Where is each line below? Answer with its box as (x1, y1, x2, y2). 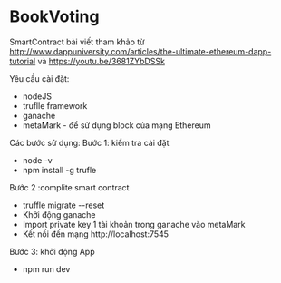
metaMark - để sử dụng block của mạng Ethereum (22, 120, 211, 131)
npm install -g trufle (22, 164, 97, 175)
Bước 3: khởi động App (9, 246, 95, 257)
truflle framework (22, 100, 88, 111)
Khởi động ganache (22, 209, 96, 220)
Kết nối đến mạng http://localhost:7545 (22, 229, 170, 239)
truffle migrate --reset (22, 200, 105, 210)
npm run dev (22, 263, 71, 274)
